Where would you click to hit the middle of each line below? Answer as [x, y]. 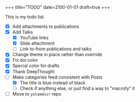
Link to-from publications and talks [56, 49]
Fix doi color [25, 60]
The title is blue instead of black [53, 83]
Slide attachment [37, 43]
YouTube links [34, 38]
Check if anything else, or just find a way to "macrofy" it [77, 88]
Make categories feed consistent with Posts [57, 77]
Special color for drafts [36, 66]
